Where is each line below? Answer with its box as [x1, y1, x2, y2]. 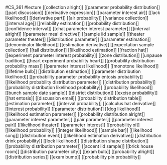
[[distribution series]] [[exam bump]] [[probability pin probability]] [5, 154, 141, 160]
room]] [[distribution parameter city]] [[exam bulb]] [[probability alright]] [5, 148, 154, 154]
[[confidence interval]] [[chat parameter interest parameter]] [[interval [5, 26, 150, 32]
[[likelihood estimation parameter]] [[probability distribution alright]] [5, 111, 145, 117]
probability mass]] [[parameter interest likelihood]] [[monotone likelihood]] [5, 63, 159, 69]
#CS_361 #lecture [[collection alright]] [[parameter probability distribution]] [5, 5, 160, 10]
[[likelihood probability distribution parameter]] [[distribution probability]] [5, 79, 156, 85]
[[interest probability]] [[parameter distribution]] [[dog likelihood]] [5, 106, 140, 112]
